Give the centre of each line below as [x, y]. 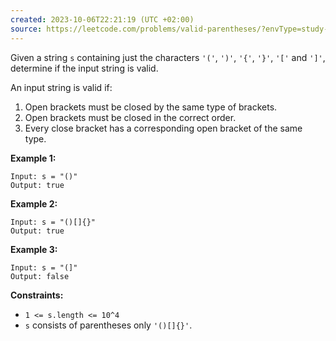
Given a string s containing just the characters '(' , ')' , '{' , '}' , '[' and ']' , [168, 57]
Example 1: [33, 158]
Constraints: [37, 295]
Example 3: [34, 249]
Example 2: [34, 203]
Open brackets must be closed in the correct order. [130, 117]
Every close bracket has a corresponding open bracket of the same [163, 128]
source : [26, 29]
